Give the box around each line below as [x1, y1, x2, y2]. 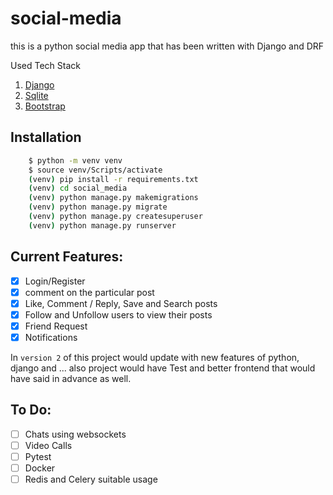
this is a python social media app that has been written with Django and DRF [10, 40, 325, 52]
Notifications [24, 331, 78, 343]
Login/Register [24, 275, 86, 287]
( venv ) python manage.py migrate [28, 202, 168, 212]
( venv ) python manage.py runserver [28, 220, 177, 231]
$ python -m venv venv [28, 155, 123, 166]
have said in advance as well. [10, 372, 132, 384]
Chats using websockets [24, 428, 127, 440]
